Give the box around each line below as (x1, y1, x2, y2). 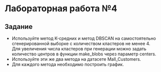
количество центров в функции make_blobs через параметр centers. (11, 51, 157, 57)
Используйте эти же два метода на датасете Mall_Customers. (11, 56, 141, 62)
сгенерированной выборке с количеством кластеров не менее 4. (11, 41, 151, 47)
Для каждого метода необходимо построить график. (11, 62, 124, 67)
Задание (4, 23, 33, 31)
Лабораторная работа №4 (4, 3, 118, 14)
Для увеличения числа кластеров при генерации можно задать (11, 46, 147, 51)
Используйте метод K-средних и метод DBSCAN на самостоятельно (11, 35, 156, 41)
